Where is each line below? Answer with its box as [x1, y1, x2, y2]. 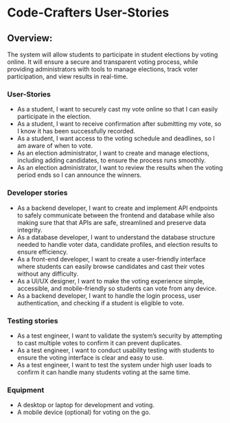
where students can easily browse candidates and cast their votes [16, 262, 205, 270]
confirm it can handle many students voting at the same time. [16, 368, 191, 376]
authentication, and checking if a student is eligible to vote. [16, 299, 184, 307]
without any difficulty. [16, 270, 79, 278]
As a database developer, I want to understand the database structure [16, 232, 216, 241]
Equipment [7, 385, 45, 395]
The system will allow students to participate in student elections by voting [7, 50, 218, 58]
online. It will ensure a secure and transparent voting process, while [7, 58, 198, 66]
